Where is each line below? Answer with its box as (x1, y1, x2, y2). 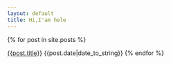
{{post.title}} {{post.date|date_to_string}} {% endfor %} (7, 49, 165, 57)
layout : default (7, 10, 54, 17)
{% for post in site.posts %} (7, 35, 87, 43)
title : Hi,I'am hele (7, 17, 67, 23)
